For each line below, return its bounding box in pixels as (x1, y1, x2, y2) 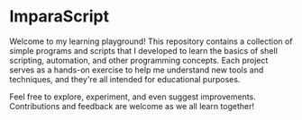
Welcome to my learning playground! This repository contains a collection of (9, 36, 293, 47)
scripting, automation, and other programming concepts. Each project (9, 55, 269, 65)
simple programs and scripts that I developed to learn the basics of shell (9, 45, 278, 56)
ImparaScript (9, 6, 110, 27)
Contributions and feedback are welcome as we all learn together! (9, 100, 255, 111)
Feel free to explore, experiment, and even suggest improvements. (9, 91, 257, 102)
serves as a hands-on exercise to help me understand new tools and (9, 64, 264, 75)
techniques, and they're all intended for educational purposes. (9, 73, 241, 84)
